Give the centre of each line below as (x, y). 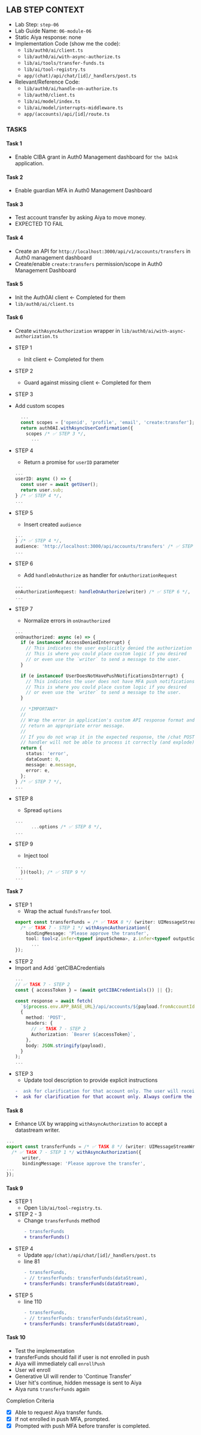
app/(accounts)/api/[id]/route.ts (67, 114)
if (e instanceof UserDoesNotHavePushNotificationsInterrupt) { (102, 676)
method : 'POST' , (46, 1018)
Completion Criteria (30, 1400)
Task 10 (16, 1337)
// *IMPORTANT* (39, 709)
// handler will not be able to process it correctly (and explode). (109, 742)
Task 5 (15, 284)
